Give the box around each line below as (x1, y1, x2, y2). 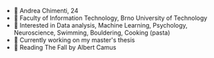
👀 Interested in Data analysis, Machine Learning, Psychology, (13, 21, 188, 29)
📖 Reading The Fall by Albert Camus (13, 43, 117, 51)
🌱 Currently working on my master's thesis (13, 36, 135, 44)
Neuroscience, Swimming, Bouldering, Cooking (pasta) (13, 28, 171, 37)
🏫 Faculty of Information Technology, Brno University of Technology (13, 14, 208, 22)
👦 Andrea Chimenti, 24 (13, 7, 79, 14)
